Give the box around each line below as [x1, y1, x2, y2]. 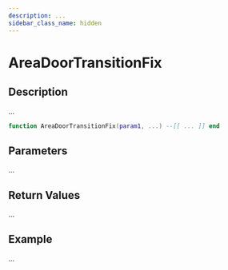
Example [8, 232, 53, 246]
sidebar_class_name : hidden [8, 19, 102, 27]
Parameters [8, 144, 68, 157]
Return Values [8, 189, 81, 202]
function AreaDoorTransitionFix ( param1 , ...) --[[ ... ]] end [8, 121, 220, 130]
